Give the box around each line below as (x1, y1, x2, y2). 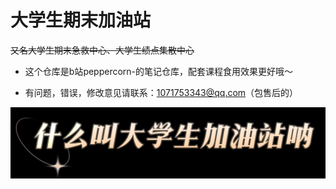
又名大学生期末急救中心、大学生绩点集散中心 (10, 44, 195, 56)
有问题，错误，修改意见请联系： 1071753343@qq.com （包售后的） (24, 86, 299, 98)
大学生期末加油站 (10, 9, 152, 32)
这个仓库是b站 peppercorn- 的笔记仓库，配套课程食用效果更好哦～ (24, 65, 294, 77)
